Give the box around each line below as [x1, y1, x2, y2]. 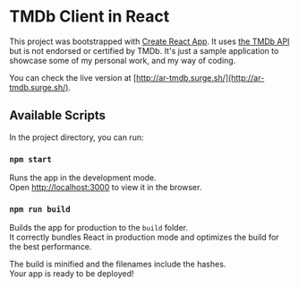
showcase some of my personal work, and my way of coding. [9, 55, 236, 65]
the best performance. [9, 241, 92, 252]
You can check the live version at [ [9, 72, 137, 83]
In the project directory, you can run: [9, 132, 144, 143]
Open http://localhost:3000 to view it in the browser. [9, 182, 202, 193]
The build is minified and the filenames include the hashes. [9, 258, 226, 270]
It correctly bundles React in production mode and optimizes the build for [9, 231, 279, 243]
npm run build [9, 204, 71, 214]
